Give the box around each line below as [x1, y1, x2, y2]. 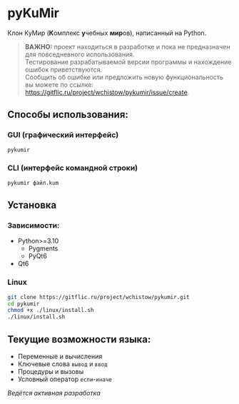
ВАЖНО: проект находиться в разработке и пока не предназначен [24, 42, 230, 51]
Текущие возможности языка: [7, 333, 151, 345]
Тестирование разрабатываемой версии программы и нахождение [24, 57, 232, 66]
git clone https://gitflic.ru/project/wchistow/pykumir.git [7, 293, 190, 301]
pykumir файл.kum [7, 179, 59, 186]
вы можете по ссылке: [24, 80, 94, 89]
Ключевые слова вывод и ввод [17, 359, 108, 368]
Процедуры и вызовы [17, 367, 84, 375]
